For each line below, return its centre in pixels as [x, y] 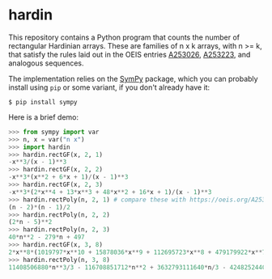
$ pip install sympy [43, 102]
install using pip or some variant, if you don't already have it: [109, 87]
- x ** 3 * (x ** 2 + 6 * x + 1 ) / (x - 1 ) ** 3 [68, 177]
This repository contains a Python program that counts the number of [124, 37]
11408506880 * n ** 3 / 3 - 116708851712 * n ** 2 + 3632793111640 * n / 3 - [117, 267]
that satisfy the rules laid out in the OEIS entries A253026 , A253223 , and [130, 54]
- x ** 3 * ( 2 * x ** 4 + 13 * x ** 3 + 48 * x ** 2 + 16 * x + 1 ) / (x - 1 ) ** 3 [110, 192]
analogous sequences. [46, 63]
